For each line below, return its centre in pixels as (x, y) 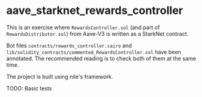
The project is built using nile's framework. (60, 76)
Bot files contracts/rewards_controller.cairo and (69, 45)
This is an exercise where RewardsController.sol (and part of (83, 27)
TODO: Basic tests (29, 88)
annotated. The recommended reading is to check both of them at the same (101, 58)
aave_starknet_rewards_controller (95, 11)
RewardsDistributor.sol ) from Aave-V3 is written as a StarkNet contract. (97, 33)
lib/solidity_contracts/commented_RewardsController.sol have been (94, 52)
